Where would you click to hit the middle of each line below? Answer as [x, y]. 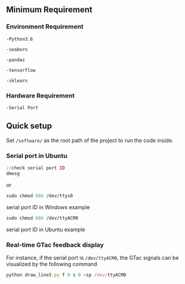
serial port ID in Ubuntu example [46, 229]
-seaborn [17, 49]
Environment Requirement [45, 27]
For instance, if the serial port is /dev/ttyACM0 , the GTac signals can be [93, 257]
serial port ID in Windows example [48, 207]
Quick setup [29, 126]
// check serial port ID [36, 168]
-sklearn [17, 81]
